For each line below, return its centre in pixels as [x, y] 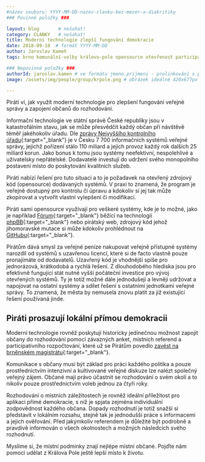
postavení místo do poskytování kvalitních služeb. [69, 166]
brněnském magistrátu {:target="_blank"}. [58, 353]
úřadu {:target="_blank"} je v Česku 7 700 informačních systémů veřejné [97, 140]
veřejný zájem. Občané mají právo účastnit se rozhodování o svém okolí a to [102, 377]
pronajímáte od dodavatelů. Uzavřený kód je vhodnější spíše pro [87, 260]
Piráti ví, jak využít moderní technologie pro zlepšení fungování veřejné [95, 102]
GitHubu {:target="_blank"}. [40, 235]
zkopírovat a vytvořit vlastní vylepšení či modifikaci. [71, 197]
